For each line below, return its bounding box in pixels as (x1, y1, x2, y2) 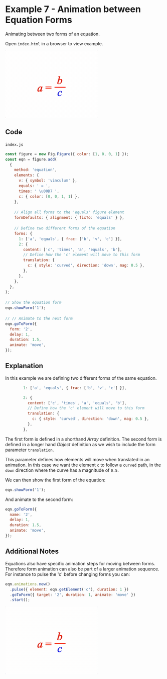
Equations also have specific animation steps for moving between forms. (5, 560, 155, 566)
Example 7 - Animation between (5, 4, 141, 15)
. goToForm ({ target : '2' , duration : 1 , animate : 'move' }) (10, 592, 136, 597)
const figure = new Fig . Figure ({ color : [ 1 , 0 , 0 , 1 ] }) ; (5, 151, 129, 156)
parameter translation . (5, 447, 54, 453)
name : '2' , (10, 512, 33, 517)
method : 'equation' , (14, 167, 57, 173)
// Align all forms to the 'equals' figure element (14, 210, 124, 215)
